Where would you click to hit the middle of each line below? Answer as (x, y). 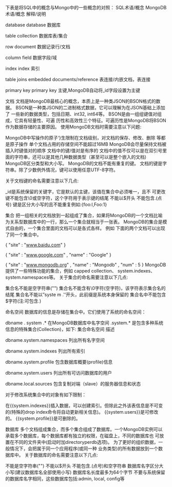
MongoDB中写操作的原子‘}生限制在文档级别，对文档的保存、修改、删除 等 (83, 138)
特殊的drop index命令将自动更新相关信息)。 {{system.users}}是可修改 (85, 412)
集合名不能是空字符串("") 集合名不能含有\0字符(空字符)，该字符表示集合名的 (85, 288)
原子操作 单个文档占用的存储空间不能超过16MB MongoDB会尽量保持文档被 (88, 144)
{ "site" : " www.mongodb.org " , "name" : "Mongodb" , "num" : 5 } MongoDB (86, 265)
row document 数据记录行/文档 (38, 47)
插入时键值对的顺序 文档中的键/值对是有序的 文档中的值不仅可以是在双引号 (84, 151)
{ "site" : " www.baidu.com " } (35, 245)
